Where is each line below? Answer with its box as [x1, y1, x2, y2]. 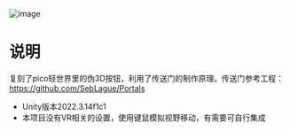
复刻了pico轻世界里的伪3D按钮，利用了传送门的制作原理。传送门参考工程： [9, 73, 285, 83]
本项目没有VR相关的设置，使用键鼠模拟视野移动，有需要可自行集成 [21, 112, 266, 123]
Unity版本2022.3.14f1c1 [21, 101, 106, 112]
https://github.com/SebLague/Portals [9, 82, 145, 93]
